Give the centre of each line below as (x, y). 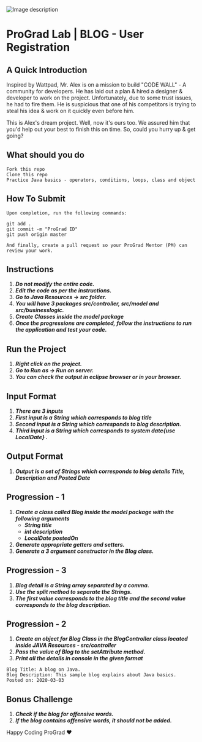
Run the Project (36, 349)
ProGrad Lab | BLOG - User (75, 34)
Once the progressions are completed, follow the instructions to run (103, 323)
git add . (19, 224)
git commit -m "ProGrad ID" (42, 229)
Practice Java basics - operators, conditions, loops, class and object (101, 180)
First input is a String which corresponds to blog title (83, 418)
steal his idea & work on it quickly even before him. (70, 111)
